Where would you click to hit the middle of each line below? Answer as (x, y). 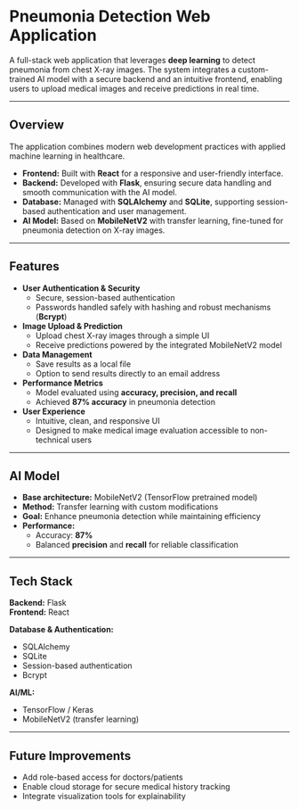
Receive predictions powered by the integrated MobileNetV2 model (159, 344)
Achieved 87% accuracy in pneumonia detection (125, 401)
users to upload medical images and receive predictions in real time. (134, 88)
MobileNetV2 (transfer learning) (81, 719)
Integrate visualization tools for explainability (104, 796)
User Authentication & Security (81, 288)
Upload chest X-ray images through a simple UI (122, 335)
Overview (37, 125)
